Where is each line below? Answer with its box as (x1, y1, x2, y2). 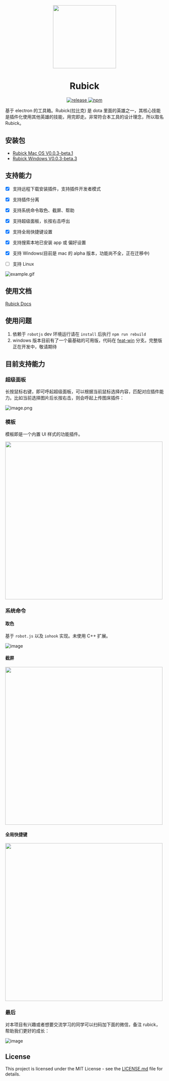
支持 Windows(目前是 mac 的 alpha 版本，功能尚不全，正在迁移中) (12, 250, 150, 256)
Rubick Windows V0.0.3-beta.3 (12, 155, 77, 161)
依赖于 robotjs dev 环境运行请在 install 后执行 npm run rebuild (12, 331, 146, 337)
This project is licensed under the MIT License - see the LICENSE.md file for (5, 1066, 163, 1072)
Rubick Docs (5, 301, 32, 307)
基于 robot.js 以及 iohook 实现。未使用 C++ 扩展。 (5, 632, 111, 638)
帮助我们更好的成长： (5, 1027, 49, 1034)
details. (5, 1071, 21, 1077)
